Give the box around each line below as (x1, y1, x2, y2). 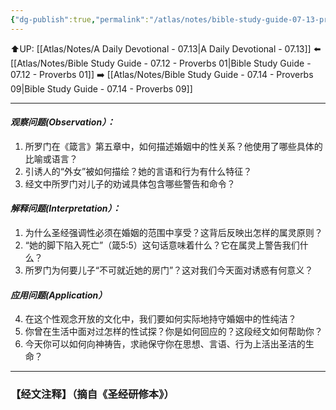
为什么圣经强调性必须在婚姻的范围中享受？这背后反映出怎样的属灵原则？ (24, 227, 323, 239)
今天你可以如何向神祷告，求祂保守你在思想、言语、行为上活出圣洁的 (24, 338, 306, 350)
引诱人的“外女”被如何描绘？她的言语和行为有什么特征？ (24, 165, 253, 177)
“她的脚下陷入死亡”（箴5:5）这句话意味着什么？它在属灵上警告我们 (24, 239, 300, 251)
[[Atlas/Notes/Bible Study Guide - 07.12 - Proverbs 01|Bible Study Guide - (10, 57, 312, 69)
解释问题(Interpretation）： (10, 202, 122, 215)
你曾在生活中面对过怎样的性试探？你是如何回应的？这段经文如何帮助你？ (24, 326, 323, 338)
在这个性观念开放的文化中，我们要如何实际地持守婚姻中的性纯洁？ (24, 313, 297, 325)
